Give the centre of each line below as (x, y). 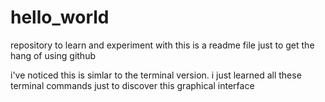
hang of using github (53, 55)
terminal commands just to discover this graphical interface (132, 85)
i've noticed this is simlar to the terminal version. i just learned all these (156, 75)
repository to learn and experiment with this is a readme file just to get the (162, 45)
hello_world (60, 17)
